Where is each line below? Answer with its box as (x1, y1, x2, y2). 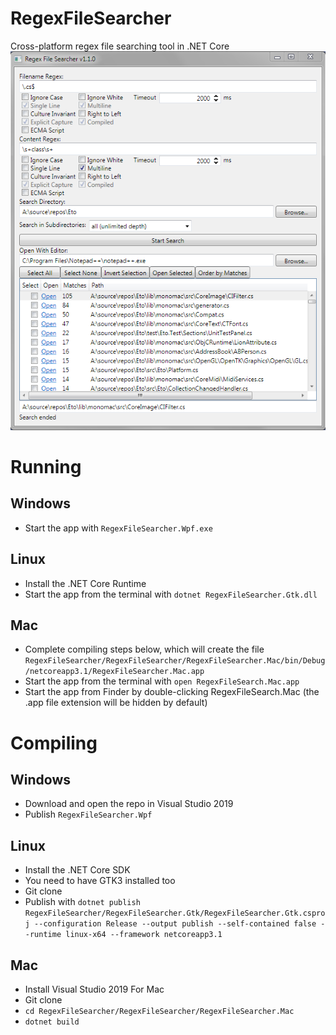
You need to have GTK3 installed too (24, 875, 176, 887)
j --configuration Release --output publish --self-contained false (24, 919, 317, 929)
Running (10, 455, 82, 478)
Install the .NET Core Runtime (24, 577, 147, 589)
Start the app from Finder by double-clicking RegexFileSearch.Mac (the (24, 686, 320, 698)
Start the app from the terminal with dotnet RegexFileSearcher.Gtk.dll (24, 588, 318, 600)
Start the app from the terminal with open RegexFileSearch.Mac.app (24, 675, 300, 687)
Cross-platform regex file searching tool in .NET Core (10, 40, 230, 52)
